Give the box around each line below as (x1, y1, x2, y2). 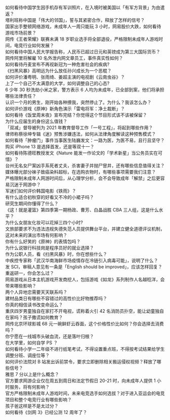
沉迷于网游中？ (9, 182, 41, 187)
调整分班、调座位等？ (5, 352, 50, 358)
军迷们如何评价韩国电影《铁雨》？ (5, 188, 76, 194)
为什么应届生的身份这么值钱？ (5, 118, 67, 124)
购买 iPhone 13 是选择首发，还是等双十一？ (5, 144, 95, 149)
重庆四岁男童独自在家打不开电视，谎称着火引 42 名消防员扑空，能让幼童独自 (5, 308, 164, 314)
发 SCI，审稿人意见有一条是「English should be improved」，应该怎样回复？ (5, 264, 163, 270)
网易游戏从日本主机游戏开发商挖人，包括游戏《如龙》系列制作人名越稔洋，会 (5, 276, 165, 282)
